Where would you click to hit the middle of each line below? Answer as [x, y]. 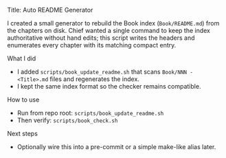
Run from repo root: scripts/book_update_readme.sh [90, 113]
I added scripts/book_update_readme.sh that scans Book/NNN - [105, 72]
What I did [22, 58]
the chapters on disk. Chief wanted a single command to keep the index [109, 31]
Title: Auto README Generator [50, 10]
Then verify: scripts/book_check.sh [67, 120]
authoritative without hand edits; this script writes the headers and [101, 38]
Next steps [22, 134]
